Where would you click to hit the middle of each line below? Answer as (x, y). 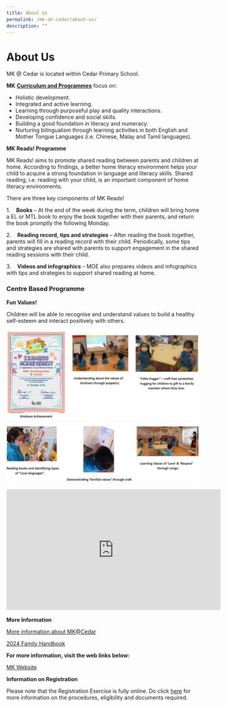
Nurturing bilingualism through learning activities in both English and (101, 130)
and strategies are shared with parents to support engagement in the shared (102, 248)
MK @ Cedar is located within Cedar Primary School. (73, 74)
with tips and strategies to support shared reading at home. (81, 273)
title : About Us (27, 13)
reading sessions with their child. (48, 255)
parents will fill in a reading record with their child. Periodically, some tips (99, 241)
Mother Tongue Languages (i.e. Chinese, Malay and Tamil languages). (103, 137)
